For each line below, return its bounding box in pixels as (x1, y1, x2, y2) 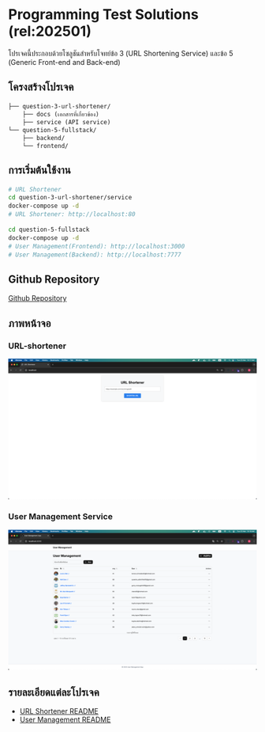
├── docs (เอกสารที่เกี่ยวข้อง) (22, 110, 100, 118)
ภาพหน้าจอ (8, 317, 51, 330)
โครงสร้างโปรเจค (8, 81, 74, 94)
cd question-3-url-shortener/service (8, 194, 132, 202)
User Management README (19, 715, 111, 725)
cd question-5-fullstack (8, 226, 90, 234)
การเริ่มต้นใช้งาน (8, 164, 71, 177)
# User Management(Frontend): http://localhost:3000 (8, 242, 185, 250)
